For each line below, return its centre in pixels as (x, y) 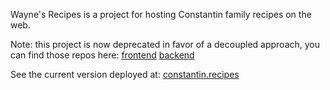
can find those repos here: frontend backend (102, 55)
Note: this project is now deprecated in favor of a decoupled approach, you (165, 44)
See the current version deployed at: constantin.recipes (125, 74)
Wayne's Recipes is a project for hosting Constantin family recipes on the (161, 14)
